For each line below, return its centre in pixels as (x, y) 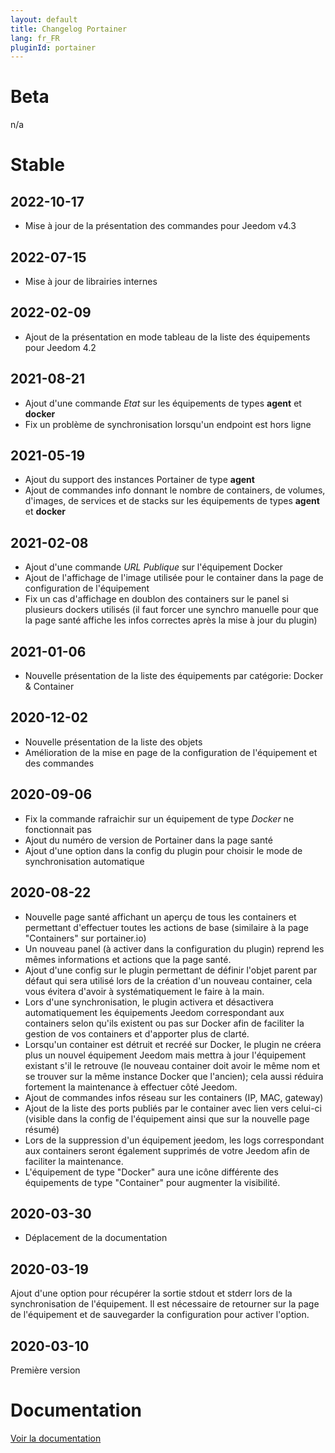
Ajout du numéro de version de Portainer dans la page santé (148, 840)
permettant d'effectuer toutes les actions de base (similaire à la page (166, 927)
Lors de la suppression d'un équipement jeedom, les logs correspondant (174, 1140)
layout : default (44, 19)
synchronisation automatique (84, 861)
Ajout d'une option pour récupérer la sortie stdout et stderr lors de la (151, 1293)
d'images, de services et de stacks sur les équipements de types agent (172, 501)
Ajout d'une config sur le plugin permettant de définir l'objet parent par (171, 970)
